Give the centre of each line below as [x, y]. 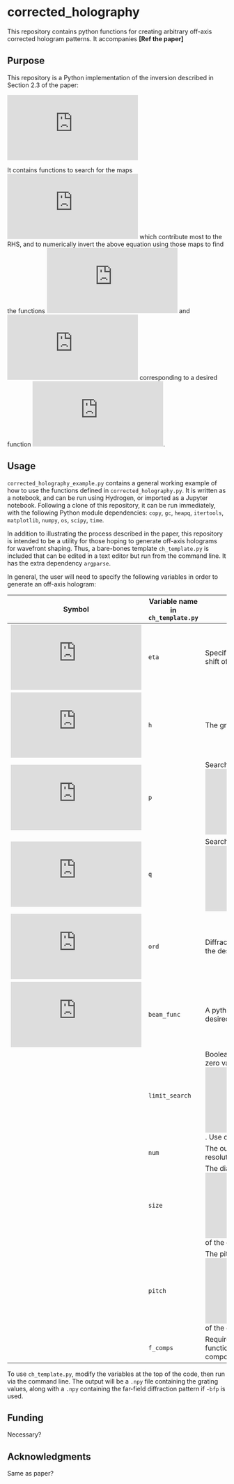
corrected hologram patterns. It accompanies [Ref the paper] [95, 38]
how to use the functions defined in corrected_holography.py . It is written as [117, 490]
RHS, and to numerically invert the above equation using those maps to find [116, 244]
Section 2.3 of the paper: [43, 85]
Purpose [26, 61]
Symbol [76, 609]
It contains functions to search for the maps [70, 170]
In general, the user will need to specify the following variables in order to [112, 577]
